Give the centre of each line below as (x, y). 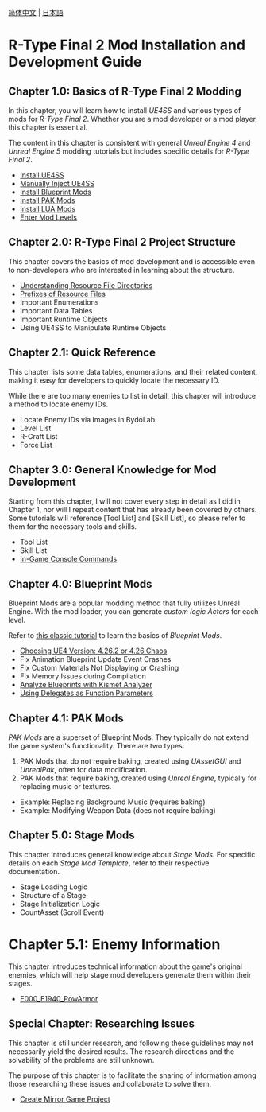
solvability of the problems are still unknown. (81, 1060)
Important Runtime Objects (64, 319)
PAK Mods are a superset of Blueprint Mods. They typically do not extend (128, 737)
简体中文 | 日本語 (36, 12)
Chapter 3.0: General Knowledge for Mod (112, 470)
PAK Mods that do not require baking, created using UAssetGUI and (130, 761)
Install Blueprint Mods (55, 192)
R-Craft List (39, 436)
